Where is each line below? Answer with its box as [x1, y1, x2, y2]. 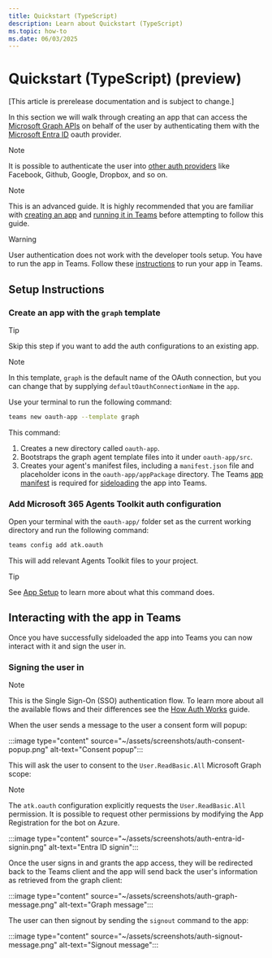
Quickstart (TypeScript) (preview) [8, 70, 242, 88]
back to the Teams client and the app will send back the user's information [8, 867, 258, 877]
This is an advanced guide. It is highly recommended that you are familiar [8, 201, 254, 212]
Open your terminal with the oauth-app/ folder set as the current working [8, 517, 252, 527]
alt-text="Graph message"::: [58, 900, 154, 910]
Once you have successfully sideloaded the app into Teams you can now [8, 632, 253, 642]
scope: [8, 769, 32, 779]
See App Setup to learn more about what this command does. [8, 587, 215, 597]
